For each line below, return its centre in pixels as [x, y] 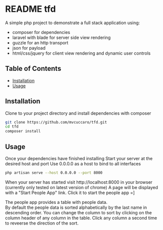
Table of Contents [33, 69]
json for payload [29, 48]
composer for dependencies [41, 32]
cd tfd [12, 127]
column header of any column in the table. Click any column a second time [81, 218]
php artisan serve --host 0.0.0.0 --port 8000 [54, 173]
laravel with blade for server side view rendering [61, 37]
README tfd [30, 9]
